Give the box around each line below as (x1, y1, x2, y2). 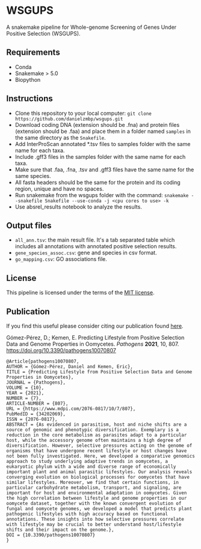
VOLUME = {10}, (6, 385, 45, 391)
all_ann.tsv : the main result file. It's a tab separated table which (14, 236, 175, 244)
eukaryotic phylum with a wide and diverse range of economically (6, 464, 176, 470)
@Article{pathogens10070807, (6, 358, 79, 364)
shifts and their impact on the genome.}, (6, 527, 114, 533)
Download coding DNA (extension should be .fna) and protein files (14, 121, 180, 128)
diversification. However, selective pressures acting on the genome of (6, 443, 193, 449)
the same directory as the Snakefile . (14, 133, 107, 141)
